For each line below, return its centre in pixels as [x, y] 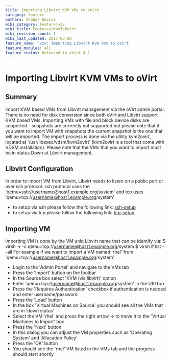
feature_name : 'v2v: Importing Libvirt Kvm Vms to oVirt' [68, 43]
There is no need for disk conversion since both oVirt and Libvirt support [82, 115]
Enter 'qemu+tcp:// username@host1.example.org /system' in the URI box [89, 284]
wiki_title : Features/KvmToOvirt [41, 29]
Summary [21, 97]
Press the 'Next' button [37, 327]
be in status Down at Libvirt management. [49, 153]
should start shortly [33, 354]
